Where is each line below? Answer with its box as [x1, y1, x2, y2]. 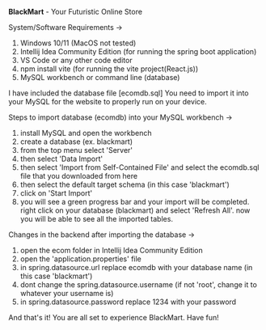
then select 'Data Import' [19, 154, 103, 163]
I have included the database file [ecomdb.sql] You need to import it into [8, 88, 249, 98]
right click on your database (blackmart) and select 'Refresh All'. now [19, 205, 251, 215]
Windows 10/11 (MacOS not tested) [19, 38, 137, 48]
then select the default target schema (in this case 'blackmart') [19, 180, 230, 189]
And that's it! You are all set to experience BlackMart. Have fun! [8, 313, 220, 322]
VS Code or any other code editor [19, 56, 133, 65]
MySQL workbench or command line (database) [19, 73, 180, 82]
